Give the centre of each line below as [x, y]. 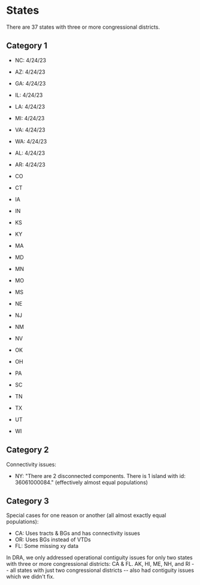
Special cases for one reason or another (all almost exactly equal [86, 516]
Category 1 [27, 46]
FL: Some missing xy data [47, 546]
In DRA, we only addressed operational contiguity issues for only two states [99, 557]
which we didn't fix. [31, 577]
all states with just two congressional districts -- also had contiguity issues [102, 570]
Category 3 [28, 501]
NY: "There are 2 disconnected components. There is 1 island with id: [100, 476]
